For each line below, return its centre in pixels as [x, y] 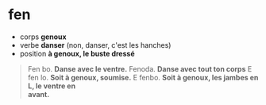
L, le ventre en [52, 86]
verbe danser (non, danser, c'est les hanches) [95, 45]
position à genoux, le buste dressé [77, 53]
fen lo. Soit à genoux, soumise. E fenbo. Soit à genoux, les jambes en [143, 77]
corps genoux [43, 37]
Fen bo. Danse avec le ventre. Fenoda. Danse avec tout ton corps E [140, 68]
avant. [39, 94]
